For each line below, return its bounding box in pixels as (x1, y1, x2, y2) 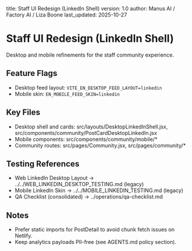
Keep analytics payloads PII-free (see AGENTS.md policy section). (14, 239, 177, 246)
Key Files (6, 107, 40, 117)
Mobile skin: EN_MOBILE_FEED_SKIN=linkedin (14, 90, 120, 97)
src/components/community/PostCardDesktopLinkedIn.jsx (14, 129, 158, 136)
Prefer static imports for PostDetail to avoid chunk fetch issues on (14, 226, 175, 233)
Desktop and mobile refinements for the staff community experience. (6, 51, 174, 58)
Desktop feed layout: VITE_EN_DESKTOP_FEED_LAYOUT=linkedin (14, 84, 162, 91)
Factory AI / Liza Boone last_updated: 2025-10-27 (6, 11, 128, 18)
